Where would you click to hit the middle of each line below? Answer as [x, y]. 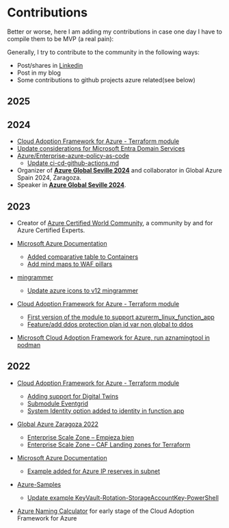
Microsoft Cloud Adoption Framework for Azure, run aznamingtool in [113, 338]
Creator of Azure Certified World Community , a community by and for [115, 223]
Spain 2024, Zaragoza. [49, 178]
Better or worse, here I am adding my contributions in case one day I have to [115, 32]
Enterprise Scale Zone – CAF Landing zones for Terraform [109, 444]
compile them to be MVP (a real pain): [60, 38]
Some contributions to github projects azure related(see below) [106, 79]
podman [29, 344]
